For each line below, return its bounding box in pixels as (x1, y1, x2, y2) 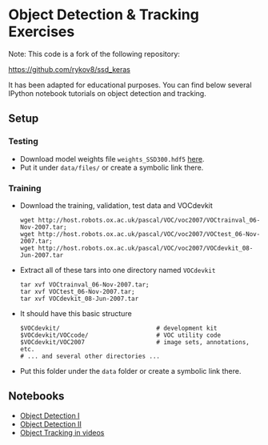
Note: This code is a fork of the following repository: (8, 49, 180, 58)
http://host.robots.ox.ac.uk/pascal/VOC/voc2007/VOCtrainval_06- (38, 216, 261, 224)
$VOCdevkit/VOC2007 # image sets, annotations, (19, 338, 250, 346)
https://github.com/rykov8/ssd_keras (8, 64, 130, 74)
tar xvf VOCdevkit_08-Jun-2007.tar (19, 295, 139, 303)
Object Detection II (19, 419, 82, 429)
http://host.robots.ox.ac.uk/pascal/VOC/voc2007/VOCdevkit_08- (38, 244, 254, 252)
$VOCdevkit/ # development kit (19, 324, 218, 332)
